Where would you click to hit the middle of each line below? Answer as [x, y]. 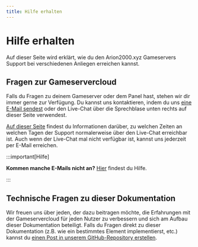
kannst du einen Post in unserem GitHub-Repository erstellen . [82, 238]
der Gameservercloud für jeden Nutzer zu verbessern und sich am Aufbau [97, 219]
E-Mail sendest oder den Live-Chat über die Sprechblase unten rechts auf [96, 109]
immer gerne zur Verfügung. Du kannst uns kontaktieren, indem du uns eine [99, 103]
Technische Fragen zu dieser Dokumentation [91, 198]
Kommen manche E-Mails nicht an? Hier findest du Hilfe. [76, 168]
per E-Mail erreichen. [32, 145]
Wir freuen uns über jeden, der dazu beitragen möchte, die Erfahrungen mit [98, 213]
